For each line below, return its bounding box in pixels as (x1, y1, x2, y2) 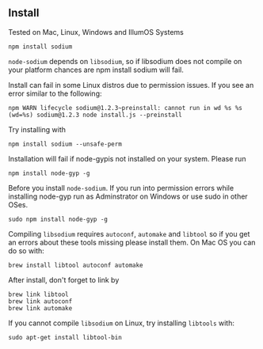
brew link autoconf (8, 297, 73, 305)
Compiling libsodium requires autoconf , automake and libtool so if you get (8, 229, 250, 238)
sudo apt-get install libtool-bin (8, 333, 123, 341)
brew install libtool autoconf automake (8, 261, 144, 269)
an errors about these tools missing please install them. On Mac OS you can (8, 237, 256, 247)
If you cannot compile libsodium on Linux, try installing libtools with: (8, 318, 235, 328)
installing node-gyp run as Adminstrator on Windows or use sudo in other (8, 192, 248, 201)
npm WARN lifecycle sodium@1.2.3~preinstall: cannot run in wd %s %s (8, 104, 243, 112)
